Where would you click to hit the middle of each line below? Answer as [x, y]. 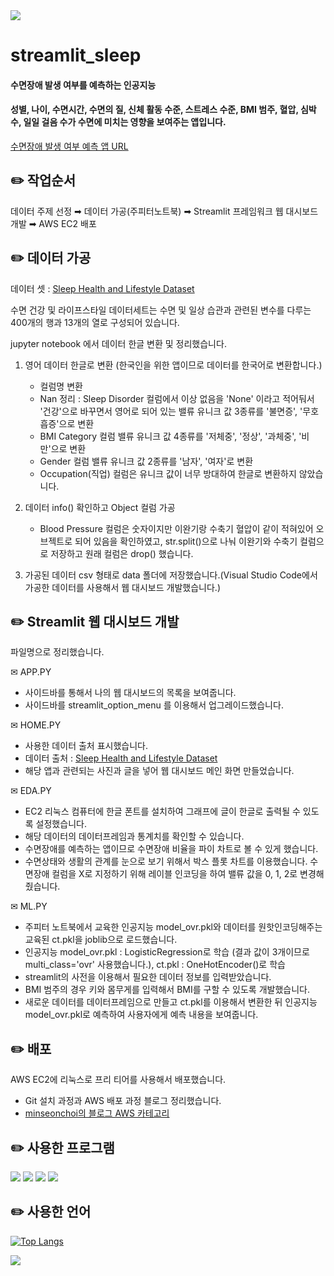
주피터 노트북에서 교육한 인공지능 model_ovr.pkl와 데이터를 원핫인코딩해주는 [173, 927]
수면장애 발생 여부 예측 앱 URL [69, 146]
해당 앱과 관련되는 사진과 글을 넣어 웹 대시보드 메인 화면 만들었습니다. [159, 771]
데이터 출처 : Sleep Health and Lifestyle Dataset [121, 758]
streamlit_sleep [76, 55]
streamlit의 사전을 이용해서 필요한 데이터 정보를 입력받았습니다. [148, 977]
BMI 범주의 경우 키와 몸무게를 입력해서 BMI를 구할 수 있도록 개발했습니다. [167, 990]
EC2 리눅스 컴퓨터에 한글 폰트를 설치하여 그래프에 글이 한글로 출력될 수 [162, 811]
